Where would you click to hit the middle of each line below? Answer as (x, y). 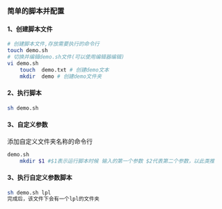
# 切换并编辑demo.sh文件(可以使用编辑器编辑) (66, 57)
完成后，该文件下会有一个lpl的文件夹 (53, 199)
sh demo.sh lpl (29, 192)
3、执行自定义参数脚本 (40, 177)
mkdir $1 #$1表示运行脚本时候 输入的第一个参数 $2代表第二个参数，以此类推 (117, 161)
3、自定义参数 (28, 125)
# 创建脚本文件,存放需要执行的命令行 (53, 44)
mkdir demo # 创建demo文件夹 (61, 76)
